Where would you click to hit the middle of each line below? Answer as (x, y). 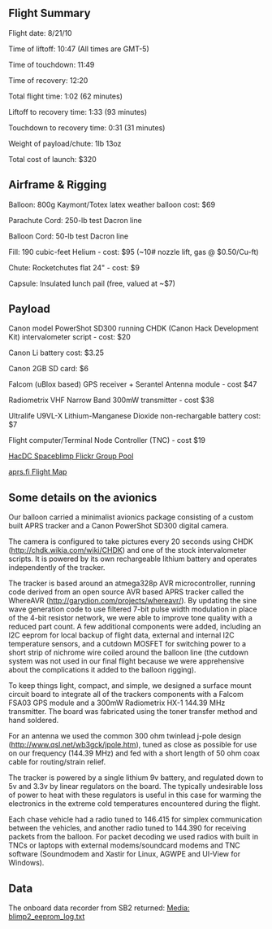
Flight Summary (50, 13)
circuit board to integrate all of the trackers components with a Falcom (126, 695)
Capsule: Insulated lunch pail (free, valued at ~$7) (92, 283)
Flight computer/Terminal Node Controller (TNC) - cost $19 (107, 440)
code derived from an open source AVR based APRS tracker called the (126, 592)
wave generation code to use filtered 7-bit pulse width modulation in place (133, 609)
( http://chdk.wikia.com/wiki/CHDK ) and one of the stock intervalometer (127, 550)
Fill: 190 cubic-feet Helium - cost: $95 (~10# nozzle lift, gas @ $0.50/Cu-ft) (134, 252)
